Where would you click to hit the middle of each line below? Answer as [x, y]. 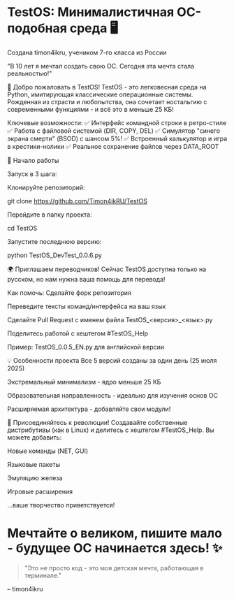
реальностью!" [30, 73]
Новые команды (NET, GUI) [48, 451]
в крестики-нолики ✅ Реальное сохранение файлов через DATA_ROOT [113, 146]
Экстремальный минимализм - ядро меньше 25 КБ [84, 382]
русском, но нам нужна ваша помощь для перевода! [86, 279]
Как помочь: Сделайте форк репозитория [69, 293]
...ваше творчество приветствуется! [61, 505]
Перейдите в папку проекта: [50, 215]
